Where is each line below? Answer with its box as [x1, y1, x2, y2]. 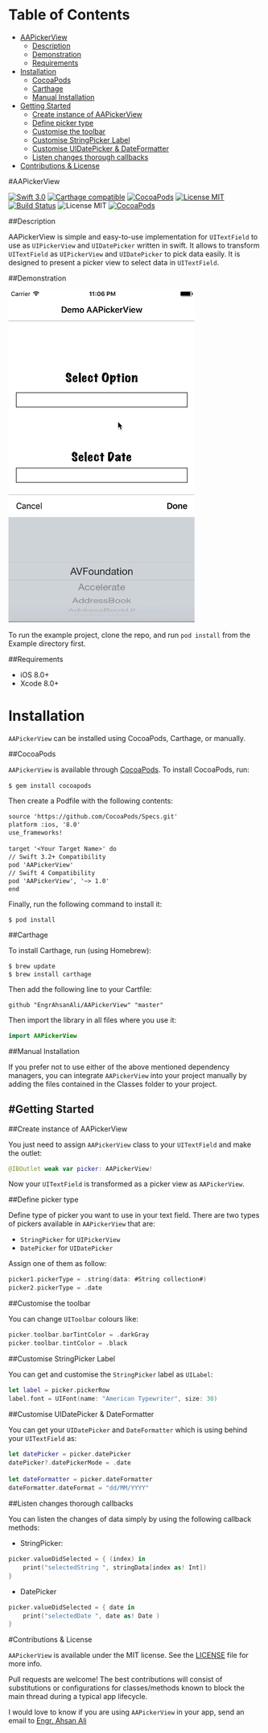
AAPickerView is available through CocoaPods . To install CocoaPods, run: [8, 764, 249, 774]
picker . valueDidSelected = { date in [8, 1603, 135, 1611]
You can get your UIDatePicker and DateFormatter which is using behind [8, 1425, 248, 1435]
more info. [8, 1659, 43, 1668]
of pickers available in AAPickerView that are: [8, 1219, 155, 1229]
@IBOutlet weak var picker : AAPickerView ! [8, 1164, 153, 1173]
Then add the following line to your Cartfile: [8, 984, 152, 994]
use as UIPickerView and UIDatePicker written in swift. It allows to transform [8, 240, 260, 250]
